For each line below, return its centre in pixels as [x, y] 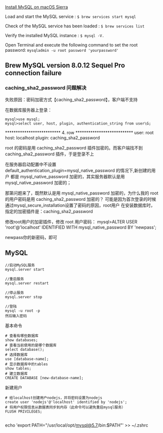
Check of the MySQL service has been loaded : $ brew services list [75, 26]
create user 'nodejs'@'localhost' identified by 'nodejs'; [66, 402]
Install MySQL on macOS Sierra [36, 7]
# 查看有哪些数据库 [22, 336]
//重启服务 [15, 279]
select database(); [25, 349]
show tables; [18, 368]
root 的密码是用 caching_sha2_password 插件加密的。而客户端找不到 [74, 148]
